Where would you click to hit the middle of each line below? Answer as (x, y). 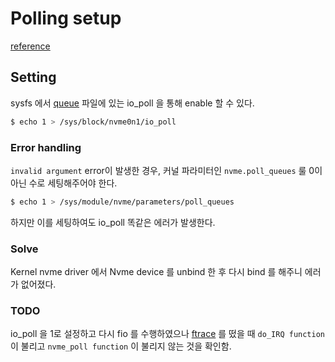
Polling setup (66, 18)
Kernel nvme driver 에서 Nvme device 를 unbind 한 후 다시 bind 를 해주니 (156, 272)
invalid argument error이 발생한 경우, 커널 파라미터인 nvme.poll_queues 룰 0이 (166, 170)
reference (30, 46)
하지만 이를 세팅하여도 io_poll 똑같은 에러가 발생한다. (113, 222)
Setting (33, 77)
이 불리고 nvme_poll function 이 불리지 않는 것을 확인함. (121, 346)
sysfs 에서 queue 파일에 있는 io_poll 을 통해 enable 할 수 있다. (132, 103)
